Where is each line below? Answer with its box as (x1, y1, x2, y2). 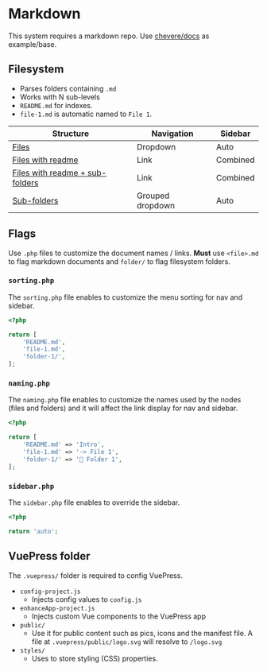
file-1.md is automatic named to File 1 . (19, 109, 153, 118)
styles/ (19, 646, 45, 654)
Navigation (151, 128, 194, 139)
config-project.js (19, 588, 81, 595)
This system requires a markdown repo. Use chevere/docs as (8, 31, 210, 41)
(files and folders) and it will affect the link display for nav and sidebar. (8, 403, 238, 413)
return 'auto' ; (8, 527, 59, 535)
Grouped (136, 190, 170, 201)
